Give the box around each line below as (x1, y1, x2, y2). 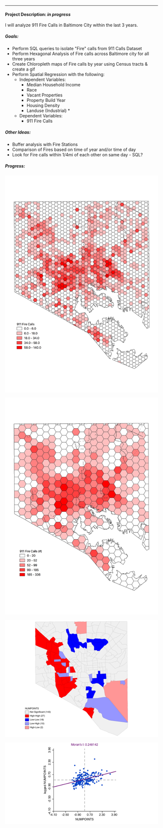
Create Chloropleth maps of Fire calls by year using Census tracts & (12, 61, 148, 67)
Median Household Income (26, 82, 81, 88)
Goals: (5, 33, 19, 39)
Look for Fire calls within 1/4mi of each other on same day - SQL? (12, 152, 143, 158)
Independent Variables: (19, 76, 66, 83)
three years (12, 56, 35, 62)
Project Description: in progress (5, 11, 71, 17)
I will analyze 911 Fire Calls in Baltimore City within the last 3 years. (5, 22, 138, 28)
